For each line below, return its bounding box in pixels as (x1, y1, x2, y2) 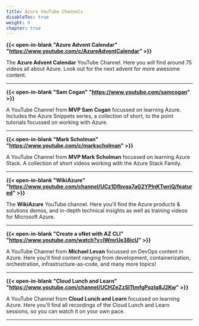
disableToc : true (6, 14, 49, 20)
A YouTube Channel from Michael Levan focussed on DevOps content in (6, 248, 184, 255)
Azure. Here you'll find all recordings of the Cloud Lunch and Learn (6, 302, 170, 309)
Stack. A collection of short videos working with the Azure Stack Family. (6, 160, 182, 167)
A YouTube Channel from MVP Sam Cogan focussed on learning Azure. (6, 106, 181, 113)
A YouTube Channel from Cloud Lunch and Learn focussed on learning (6, 295, 180, 302)
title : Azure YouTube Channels (6, 8, 84, 15)
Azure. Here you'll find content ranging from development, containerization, (6, 255, 191, 262)
